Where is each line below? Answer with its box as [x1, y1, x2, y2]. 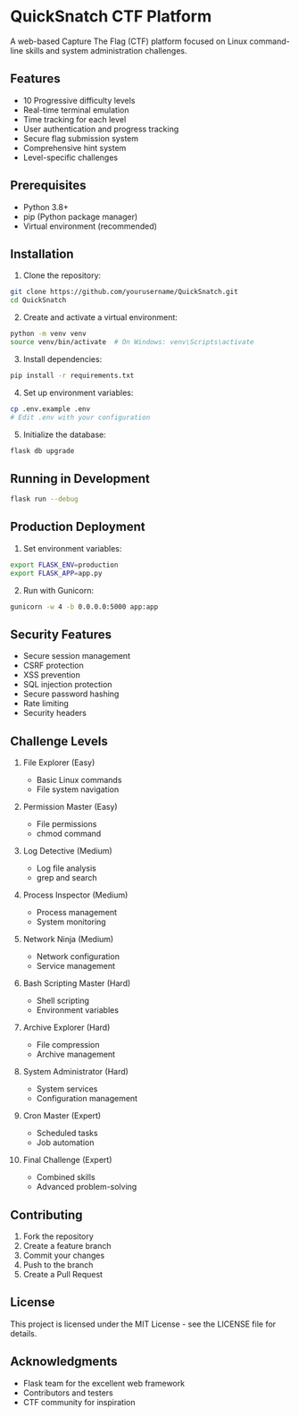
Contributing [10, 1207, 83, 1222]
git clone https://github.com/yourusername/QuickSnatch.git [10, 288, 239, 297]
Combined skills [36, 1172, 96, 1183]
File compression [36, 1040, 101, 1050]
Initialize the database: [22, 429, 106, 440]
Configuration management [36, 1093, 137, 1104]
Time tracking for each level [22, 114, 127, 124]
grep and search [36, 872, 97, 883]
